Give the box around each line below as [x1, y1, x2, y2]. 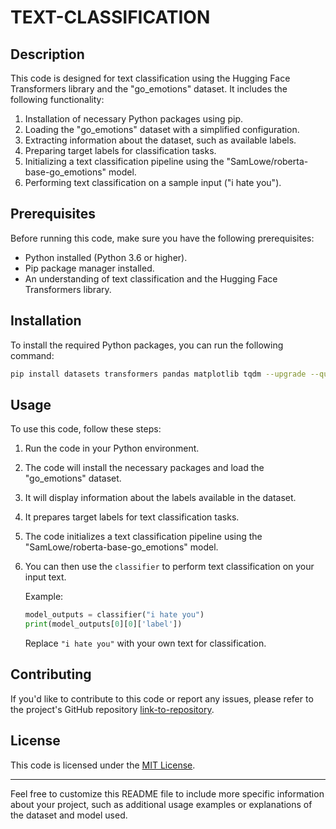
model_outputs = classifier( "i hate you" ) [24, 610, 205, 620]
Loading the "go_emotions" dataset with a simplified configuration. [24, 124, 300, 135]
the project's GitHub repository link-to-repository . [10, 703, 215, 715]
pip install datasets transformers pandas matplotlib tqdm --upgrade [10, 369, 307, 379]
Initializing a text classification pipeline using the [24, 156, 225, 167]
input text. [24, 571, 67, 583]
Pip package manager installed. [24, 262, 155, 274]
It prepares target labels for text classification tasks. [24, 511, 240, 523]
